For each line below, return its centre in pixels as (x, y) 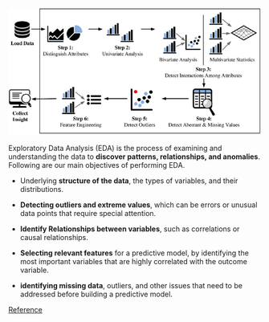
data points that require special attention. (88, 213)
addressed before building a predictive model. (96, 294)
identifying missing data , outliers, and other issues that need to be (131, 285)
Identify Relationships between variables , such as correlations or (130, 229)
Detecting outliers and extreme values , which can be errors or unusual (139, 205)
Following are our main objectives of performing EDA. (97, 165)
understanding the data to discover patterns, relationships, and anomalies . (134, 157)
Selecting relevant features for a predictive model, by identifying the (134, 253)
